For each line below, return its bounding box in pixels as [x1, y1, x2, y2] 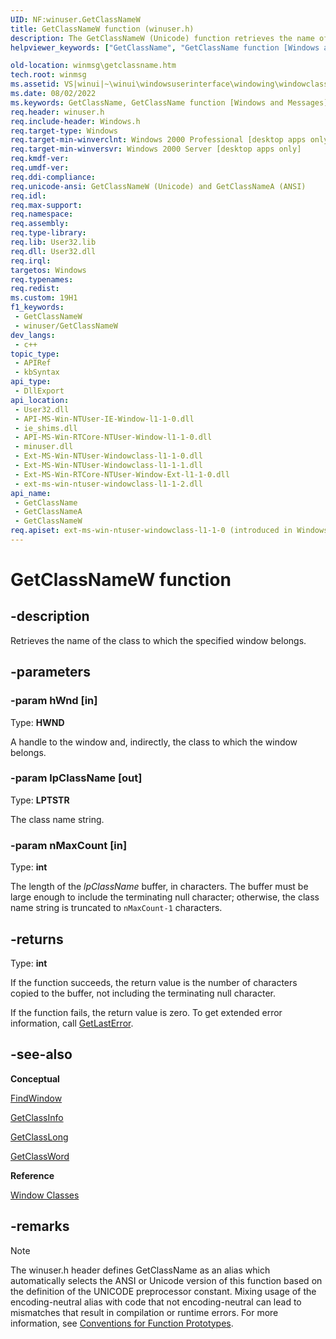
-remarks [10, 1218, 70, 1235]
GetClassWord [10, 1150, 70, 1162]
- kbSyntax [14, 367, 60, 378]
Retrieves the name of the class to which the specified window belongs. [10, 634, 307, 646]
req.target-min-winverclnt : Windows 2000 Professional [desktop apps [10, 135, 307, 145]
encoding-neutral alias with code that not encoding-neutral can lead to [10, 1296, 302, 1308]
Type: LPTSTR [10, 794, 70, 806]
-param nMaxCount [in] [10, 838, 128, 852]
